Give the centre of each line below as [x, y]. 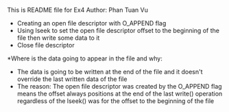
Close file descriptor [46, 45]
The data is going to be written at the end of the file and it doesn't [110, 72]
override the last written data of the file [72, 79]
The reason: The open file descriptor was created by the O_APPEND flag [119, 86]
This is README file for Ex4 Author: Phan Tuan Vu [78, 10]
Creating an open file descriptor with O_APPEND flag [92, 23]
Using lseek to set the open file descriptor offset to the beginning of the [118, 31]
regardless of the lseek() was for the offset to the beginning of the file [116, 101]
